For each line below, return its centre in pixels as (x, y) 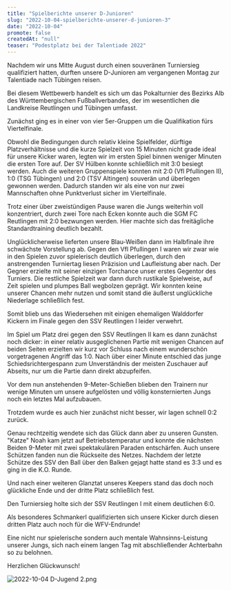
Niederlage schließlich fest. (46, 300)
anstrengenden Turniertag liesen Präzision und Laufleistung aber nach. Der (114, 264)
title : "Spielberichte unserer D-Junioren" (71, 13)
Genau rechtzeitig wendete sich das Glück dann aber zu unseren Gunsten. (113, 433)
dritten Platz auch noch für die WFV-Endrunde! (74, 524)
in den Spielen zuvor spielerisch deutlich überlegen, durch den (96, 256)
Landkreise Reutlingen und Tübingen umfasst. (72, 108)
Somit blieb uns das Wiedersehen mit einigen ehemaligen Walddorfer (106, 314)
